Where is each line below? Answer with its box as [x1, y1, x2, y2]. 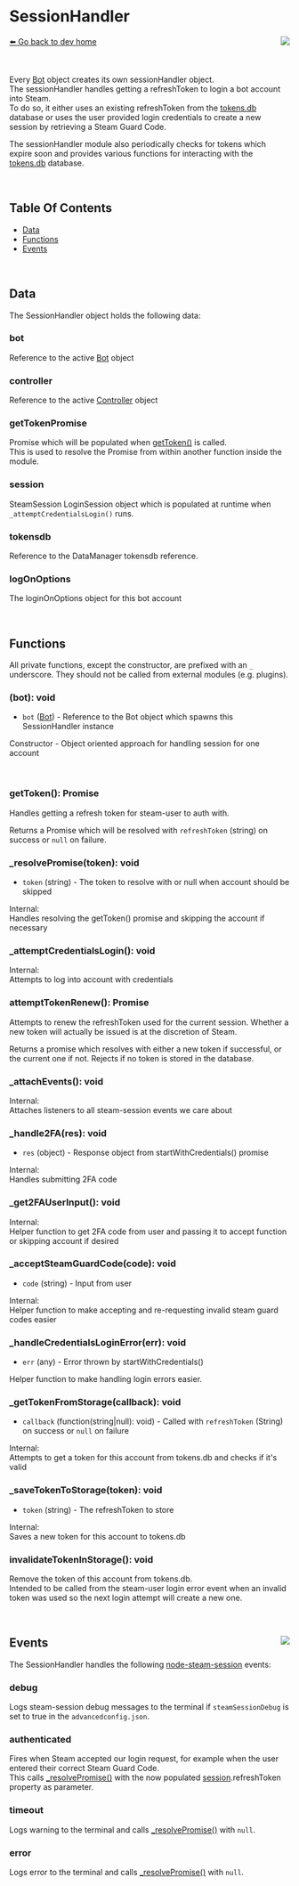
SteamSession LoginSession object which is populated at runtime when [9, 499, 271, 509]
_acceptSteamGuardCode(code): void [9, 1257, 176, 1270]
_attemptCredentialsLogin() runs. [9, 508, 134, 518]
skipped [21, 886, 53, 897]
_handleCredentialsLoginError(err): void [9, 1336, 187, 1348]
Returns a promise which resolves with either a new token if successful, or [9, 1044, 282, 1054]
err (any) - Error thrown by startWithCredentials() [21, 1356, 205, 1368]
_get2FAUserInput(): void [9, 1196, 121, 1208]
